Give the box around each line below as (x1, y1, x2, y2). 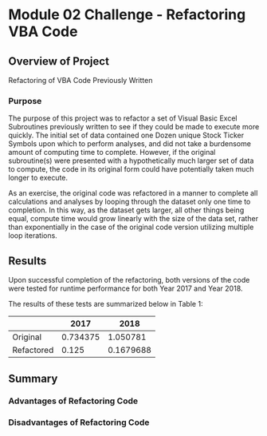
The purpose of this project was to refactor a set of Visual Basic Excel (8, 113, 238, 123)
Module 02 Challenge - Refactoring (8, 6, 246, 24)
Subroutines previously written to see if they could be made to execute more (8, 122, 260, 132)
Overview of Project (8, 54, 110, 68)
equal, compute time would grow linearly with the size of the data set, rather (8, 214, 259, 224)
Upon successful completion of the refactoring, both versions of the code (8, 275, 250, 285)
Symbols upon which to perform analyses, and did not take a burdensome (8, 139, 251, 149)
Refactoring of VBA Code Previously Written (8, 76, 153, 85)
